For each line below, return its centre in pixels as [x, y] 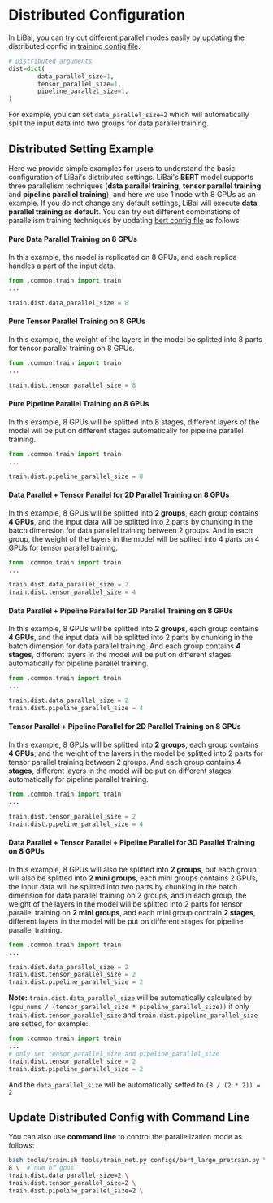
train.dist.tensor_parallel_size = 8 [72, 385]
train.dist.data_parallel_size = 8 [69, 303]
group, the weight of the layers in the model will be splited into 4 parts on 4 [134, 538]
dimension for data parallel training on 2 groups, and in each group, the [128, 895]
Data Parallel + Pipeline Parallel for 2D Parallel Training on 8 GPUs [121, 610]
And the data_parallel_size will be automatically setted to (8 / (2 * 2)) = [134, 1084]
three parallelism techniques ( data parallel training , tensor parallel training [135, 186]
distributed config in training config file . [74, 46]
